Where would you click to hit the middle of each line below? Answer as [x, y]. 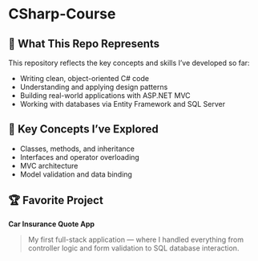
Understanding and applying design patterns [94, 87]
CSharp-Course [62, 14]
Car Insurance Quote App [51, 224]
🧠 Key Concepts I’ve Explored [83, 129]
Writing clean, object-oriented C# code [85, 78]
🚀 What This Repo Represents [84, 44]
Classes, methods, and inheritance [77, 149]
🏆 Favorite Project [56, 200]
